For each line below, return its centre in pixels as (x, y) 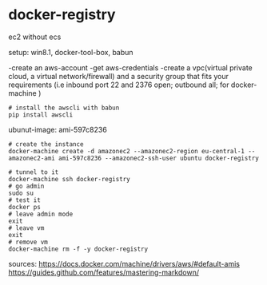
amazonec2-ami (32, 158)
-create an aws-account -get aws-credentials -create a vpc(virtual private (131, 67)
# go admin (26, 186)
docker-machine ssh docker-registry (69, 179)
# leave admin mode (41, 214)
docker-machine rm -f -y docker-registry (78, 249)
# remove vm (28, 242)
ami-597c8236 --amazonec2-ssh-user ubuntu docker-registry (159, 158)
